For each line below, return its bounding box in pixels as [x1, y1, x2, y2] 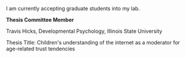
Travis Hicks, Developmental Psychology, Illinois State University [6, 28, 163, 35]
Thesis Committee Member [6, 16, 75, 23]
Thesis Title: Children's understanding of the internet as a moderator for [6, 39, 180, 46]
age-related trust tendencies [6, 45, 75, 52]
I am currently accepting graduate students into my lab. [6, 5, 140, 12]
